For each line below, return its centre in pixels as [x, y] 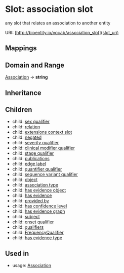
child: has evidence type [37, 238]
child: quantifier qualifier [37, 169]
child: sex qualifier [31, 122]
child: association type [35, 185]
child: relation [26, 127]
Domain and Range [35, 65]
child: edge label [29, 164]
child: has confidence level [40, 206]
